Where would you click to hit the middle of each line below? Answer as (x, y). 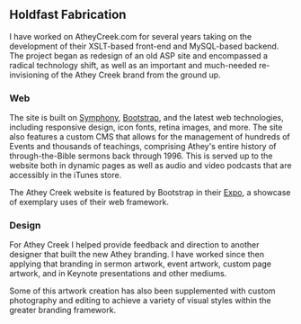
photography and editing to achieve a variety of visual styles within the (140, 301)
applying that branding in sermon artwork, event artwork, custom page (141, 264)
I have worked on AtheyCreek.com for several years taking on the (131, 36)
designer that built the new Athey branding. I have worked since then (137, 255)
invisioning (29, 75)
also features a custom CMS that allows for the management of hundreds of (150, 137)
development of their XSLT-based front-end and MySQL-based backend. (144, 46)
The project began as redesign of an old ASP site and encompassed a (138, 55)
